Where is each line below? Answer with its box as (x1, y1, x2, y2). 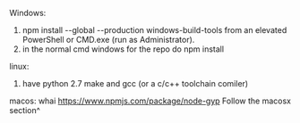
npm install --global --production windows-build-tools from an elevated (21, 25, 287, 35)
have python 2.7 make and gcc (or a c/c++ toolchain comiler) (21, 78, 249, 88)
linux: (9, 61, 30, 71)
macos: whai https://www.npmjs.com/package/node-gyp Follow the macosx (9, 95, 291, 106)
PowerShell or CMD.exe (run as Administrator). (21, 35, 195, 45)
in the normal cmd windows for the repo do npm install (21, 44, 225, 54)
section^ (9, 105, 40, 115)
